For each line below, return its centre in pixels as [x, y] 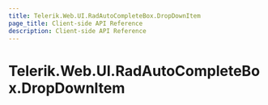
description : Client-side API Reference [78, 31]
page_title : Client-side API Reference [76, 23]
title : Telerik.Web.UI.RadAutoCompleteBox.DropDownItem [104, 16]
